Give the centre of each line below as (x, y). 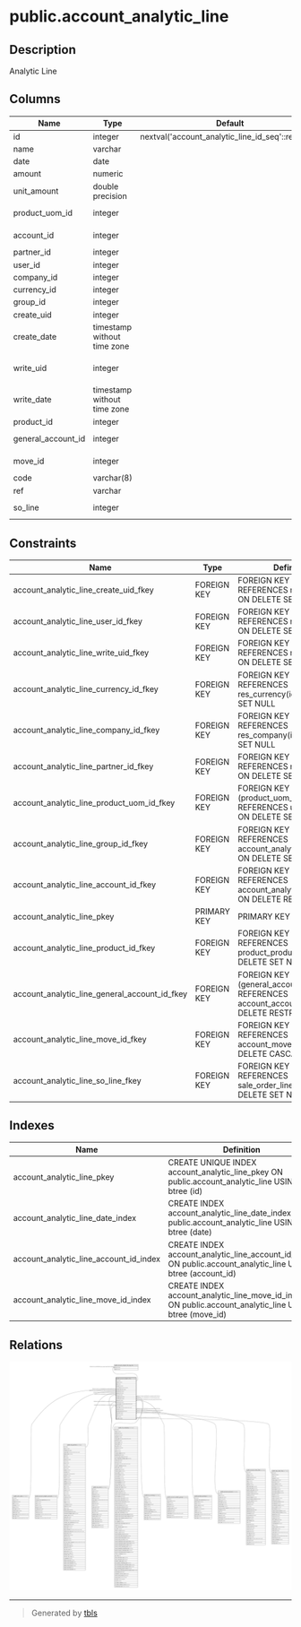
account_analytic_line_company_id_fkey (86, 730)
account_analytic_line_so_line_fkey (77, 1080)
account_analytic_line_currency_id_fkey (86, 689)
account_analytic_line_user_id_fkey (78, 621)
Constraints (43, 543)
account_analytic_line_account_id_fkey (85, 885)
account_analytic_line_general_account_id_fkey (100, 993)
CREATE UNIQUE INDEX (212, 1163)
